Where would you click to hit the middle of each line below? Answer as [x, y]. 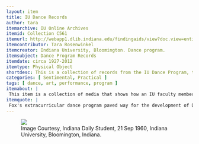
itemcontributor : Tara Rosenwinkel [50, 45]
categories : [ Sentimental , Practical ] [57, 78]
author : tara [22, 23]
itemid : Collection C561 [37, 34]
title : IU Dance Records [37, 17]
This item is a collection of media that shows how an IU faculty [92, 94]
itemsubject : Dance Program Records [51, 56]
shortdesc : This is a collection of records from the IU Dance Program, [98, 72]
